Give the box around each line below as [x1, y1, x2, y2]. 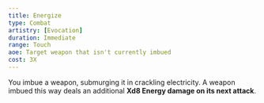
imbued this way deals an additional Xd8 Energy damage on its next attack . [8, 86, 257, 95]
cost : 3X [8, 56, 37, 64]
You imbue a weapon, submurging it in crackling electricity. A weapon [8, 77, 236, 87]
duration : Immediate [8, 33, 77, 42]
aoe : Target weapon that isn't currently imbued [8, 48, 172, 56]
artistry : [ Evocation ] [8, 26, 83, 34]
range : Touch [8, 41, 51, 49]
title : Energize [8, 11, 62, 20]
